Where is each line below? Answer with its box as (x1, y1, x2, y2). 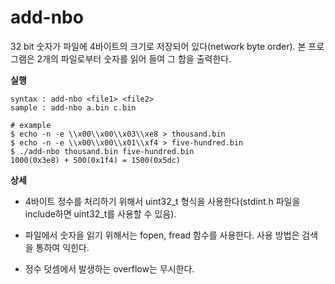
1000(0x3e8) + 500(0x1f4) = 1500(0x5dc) (10, 155, 182, 165)
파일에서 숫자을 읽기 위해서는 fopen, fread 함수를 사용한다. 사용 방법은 (24, 229, 300, 241)
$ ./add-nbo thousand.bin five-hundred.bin (10, 146, 195, 156)
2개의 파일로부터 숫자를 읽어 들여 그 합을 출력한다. (36, 52, 232, 65)
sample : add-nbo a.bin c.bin (10, 102, 137, 113)
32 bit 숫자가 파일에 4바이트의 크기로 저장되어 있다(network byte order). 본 (10, 40, 307, 52)
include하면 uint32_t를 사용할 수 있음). (24, 207, 177, 220)
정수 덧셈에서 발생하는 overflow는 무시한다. (24, 262, 195, 275)
